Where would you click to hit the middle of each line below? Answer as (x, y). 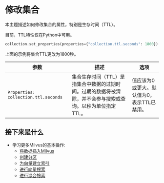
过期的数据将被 (99, 91)
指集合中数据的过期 (94, 84)
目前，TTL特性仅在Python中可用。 (40, 35)
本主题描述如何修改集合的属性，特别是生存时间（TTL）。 (61, 24)
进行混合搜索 (32, 175)
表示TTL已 (144, 102)
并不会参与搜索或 (101, 99)
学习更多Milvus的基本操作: (39, 145)
